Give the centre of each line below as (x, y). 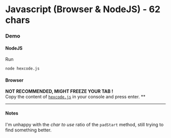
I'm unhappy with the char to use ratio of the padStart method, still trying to (84, 124)
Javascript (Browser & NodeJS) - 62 (83, 9)
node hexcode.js (22, 69)
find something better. (28, 130)
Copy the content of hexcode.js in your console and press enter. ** (76, 97)
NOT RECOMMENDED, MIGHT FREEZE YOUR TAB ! (59, 91)
